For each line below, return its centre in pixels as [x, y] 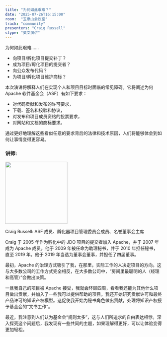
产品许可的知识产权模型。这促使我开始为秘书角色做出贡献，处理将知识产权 [81, 300]
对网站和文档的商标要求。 [39, 123]
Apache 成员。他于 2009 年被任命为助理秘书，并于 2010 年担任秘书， [86, 248]
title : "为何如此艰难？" [28, 10]
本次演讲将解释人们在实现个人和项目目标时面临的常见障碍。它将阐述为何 [79, 87]
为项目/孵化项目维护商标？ [39, 77]
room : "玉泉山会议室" [26, 19]
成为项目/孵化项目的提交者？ [42, 64]
